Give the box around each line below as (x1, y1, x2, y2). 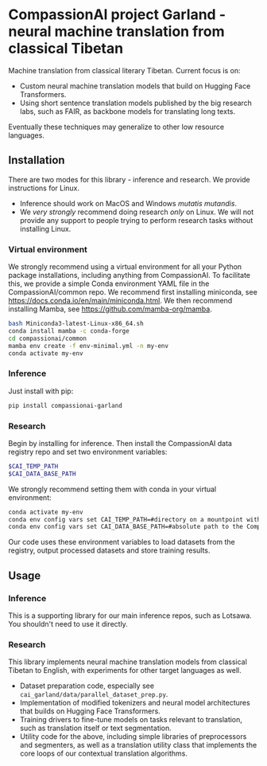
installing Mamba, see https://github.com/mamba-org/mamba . (8, 304, 212, 314)
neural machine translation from (8, 22, 225, 41)
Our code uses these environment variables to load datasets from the (8, 537, 236, 547)
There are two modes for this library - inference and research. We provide (8, 174, 250, 184)
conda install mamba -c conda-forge (8, 326, 130, 335)
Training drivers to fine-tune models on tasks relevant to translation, (19, 715, 242, 725)
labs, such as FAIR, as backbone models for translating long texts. (19, 106, 236, 116)
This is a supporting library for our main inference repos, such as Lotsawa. (8, 611, 252, 620)
